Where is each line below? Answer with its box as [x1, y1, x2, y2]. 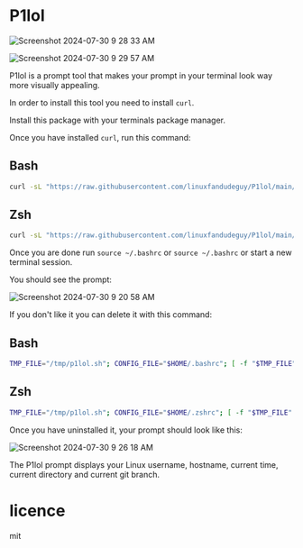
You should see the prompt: [9, 274, 113, 285]
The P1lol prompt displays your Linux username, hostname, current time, [9, 459, 279, 470]
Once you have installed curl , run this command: [9, 132, 191, 142]
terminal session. [9, 257, 73, 268]
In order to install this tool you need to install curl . [9, 96, 195, 108]
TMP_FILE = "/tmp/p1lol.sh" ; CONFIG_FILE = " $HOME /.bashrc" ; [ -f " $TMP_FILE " [9, 360, 297, 369]
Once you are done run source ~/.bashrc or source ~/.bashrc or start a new [9, 247, 292, 258]
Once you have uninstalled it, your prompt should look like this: [9, 425, 243, 435]
